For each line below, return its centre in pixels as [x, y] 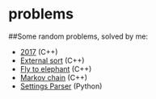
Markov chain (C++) [53, 77]
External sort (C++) [52, 60]
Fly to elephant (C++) [56, 68]
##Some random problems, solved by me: [78, 36]
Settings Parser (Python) [61, 86]
